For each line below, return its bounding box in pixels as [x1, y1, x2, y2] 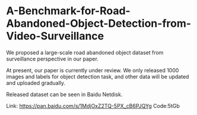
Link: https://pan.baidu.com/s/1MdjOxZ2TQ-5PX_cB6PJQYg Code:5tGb [6, 102, 180, 109]
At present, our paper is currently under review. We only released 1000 [6, 66, 179, 74]
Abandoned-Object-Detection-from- [6, 17, 192, 30]
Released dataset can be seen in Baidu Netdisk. [6, 91, 123, 98]
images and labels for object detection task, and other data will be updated [6, 73, 189, 80]
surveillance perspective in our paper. [6, 55, 99, 62]
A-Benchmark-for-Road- [6, 4, 131, 18]
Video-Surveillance [6, 30, 104, 43]
